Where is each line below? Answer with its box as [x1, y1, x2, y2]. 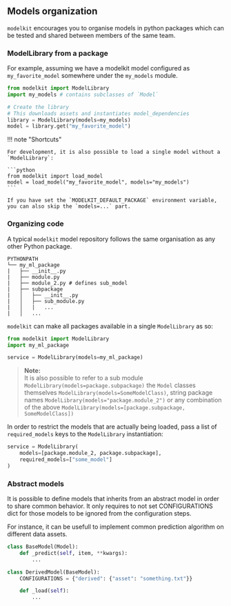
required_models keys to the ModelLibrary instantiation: [7, 430, 163, 438]
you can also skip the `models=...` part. [7, 203, 131, 210]
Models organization [7, 6, 98, 17]
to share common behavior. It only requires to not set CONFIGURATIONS [7, 502, 213, 510]
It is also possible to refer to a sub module [23, 374, 143, 382]
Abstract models [7, 479, 64, 489]
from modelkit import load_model [7, 173, 103, 180]
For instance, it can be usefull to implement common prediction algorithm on [7, 522, 224, 531]
